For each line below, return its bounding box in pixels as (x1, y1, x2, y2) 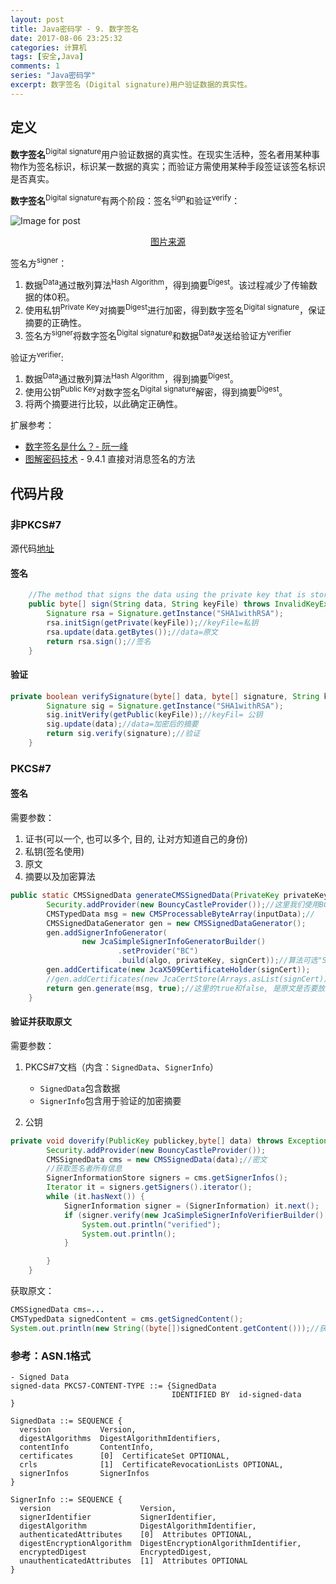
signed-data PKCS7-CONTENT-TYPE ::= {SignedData (10, 1381, 217, 1391)
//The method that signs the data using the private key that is (28, 590, 307, 600)
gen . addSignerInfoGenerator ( (46, 927, 168, 938)
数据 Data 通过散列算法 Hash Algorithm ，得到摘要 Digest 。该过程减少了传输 (24, 277, 310, 291)
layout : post (10, 14, 65, 25)
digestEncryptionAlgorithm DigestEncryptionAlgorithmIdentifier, (19, 1538, 302, 1548)
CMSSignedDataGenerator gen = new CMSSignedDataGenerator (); (46, 918, 307, 928)
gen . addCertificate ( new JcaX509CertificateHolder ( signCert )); (46, 965, 311, 975)
